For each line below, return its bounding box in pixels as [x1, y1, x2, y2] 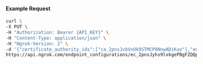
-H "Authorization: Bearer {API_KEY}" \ [5, 29, 110, 36]
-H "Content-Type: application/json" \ [5, 35, 107, 41]
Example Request [5, 5, 51, 12]
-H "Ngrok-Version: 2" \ [5, 40, 68, 46]
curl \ [5, 18, 22, 24]
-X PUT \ [5, 24, 28, 30]
